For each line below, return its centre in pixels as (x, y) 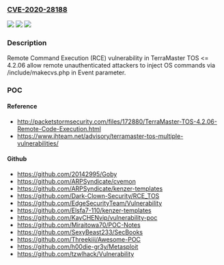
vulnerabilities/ (38, 143)
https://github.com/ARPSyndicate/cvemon (76, 181)
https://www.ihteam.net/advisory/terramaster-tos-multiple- (100, 136)
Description (27, 43)
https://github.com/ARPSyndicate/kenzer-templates (90, 189)
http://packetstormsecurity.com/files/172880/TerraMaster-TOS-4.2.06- (117, 122)
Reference (22, 107)
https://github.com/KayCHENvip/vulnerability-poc (87, 217)
